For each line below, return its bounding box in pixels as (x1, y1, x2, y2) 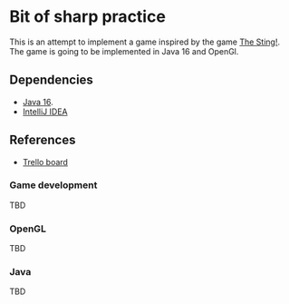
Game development (9, 179, 98, 191)
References (9, 132, 76, 148)
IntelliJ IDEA (22, 106, 68, 117)
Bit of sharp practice (9, 6, 166, 27)
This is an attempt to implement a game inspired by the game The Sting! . (9, 36, 281, 47)
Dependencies (9, 73, 93, 88)
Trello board (22, 156, 68, 167)
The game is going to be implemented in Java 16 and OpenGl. (9, 45, 239, 56)
